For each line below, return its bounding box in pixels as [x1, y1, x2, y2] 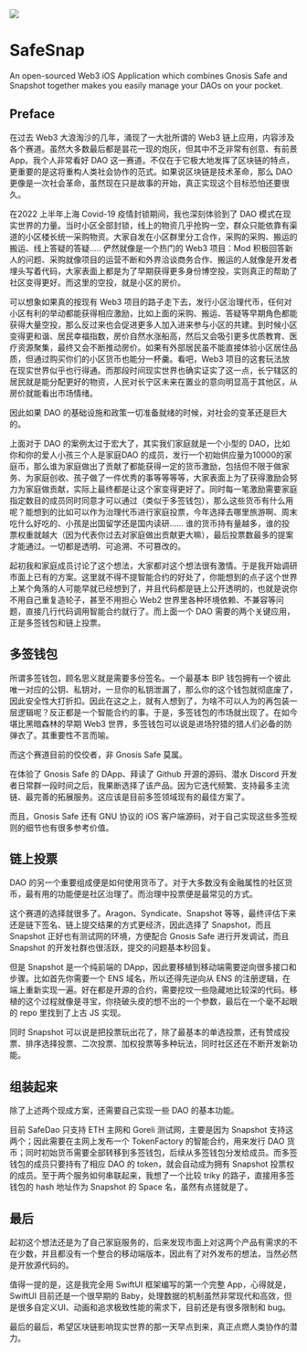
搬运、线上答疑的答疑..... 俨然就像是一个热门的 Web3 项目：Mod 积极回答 [9, 242, 285, 253]
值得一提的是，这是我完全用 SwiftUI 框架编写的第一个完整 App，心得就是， [9, 1279, 291, 1290]
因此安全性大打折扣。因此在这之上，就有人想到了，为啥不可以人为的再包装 [9, 695, 290, 706]
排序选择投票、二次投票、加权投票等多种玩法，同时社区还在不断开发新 [25, 1038, 290, 1050]
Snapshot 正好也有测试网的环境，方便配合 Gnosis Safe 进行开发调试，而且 [9, 931, 290, 942]
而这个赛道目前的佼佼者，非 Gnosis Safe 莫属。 [9, 749, 187, 760]
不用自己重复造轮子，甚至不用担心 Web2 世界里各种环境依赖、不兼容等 [9, 594, 277, 605]
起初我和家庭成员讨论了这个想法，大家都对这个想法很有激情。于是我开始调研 [9, 560, 298, 571]
